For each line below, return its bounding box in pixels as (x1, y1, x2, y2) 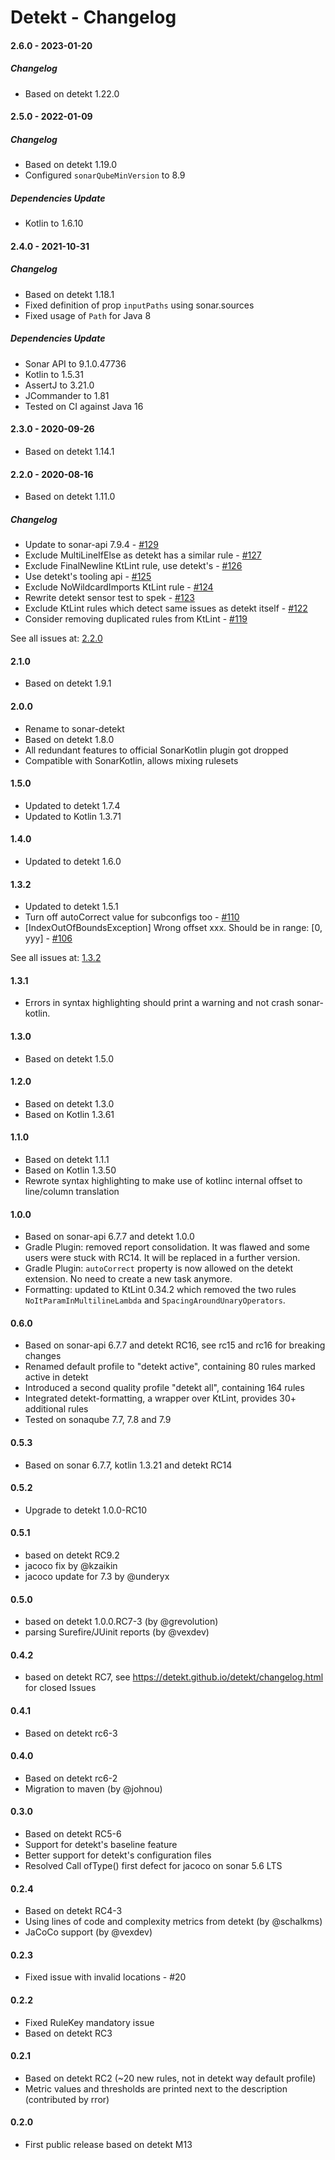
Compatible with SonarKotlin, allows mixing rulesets (24, 754, 239, 766)
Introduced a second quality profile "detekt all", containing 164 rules (24, 1382, 305, 1394)
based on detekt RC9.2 (24, 1549, 120, 1561)
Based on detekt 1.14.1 (24, 446, 115, 458)
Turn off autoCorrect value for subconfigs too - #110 (24, 911, 240, 923)
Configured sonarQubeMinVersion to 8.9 (24, 169, 186, 181)
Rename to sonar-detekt (24, 722, 125, 735)
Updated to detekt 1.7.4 (24, 799, 121, 811)
